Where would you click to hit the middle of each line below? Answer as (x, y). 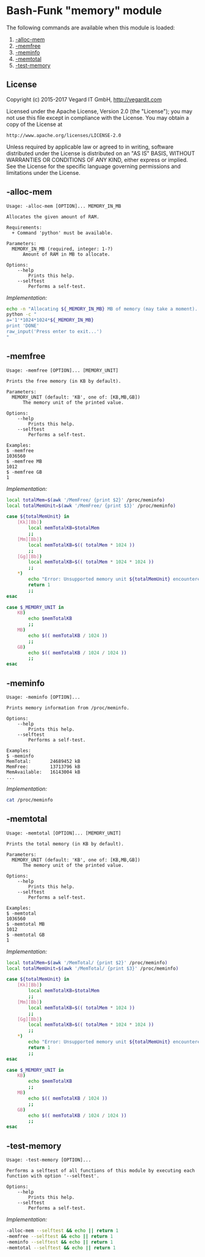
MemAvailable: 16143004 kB (43, 772)
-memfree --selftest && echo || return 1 (60, 1236)
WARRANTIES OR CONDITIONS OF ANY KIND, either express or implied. (97, 160)
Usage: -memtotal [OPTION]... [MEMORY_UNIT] (64, 833)
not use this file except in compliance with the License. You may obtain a (98, 117)
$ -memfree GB (24, 472)
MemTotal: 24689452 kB (43, 761)
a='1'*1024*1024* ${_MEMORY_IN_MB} (50, 320)
